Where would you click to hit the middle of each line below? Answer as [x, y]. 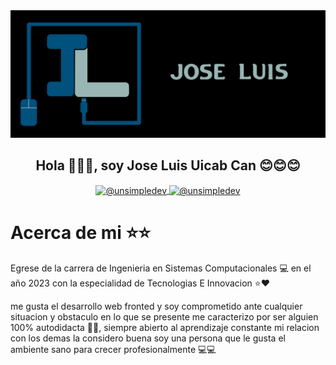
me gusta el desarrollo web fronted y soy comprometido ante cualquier [156, 306]
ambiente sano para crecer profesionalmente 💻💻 [113, 350]
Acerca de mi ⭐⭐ [80, 233]
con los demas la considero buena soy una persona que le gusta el [148, 338]
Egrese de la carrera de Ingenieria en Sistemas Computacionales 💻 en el [161, 268]
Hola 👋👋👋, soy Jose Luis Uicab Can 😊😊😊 [168, 165]
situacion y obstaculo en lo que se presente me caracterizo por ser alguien [164, 317]
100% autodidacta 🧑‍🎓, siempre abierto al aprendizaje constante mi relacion [165, 328]
